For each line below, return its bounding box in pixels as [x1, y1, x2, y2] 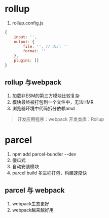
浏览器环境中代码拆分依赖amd [12, 105, 75, 111]
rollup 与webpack [5, 78, 62, 87]
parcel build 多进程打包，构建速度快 [12, 170, 87, 176]
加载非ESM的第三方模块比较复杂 [12, 92, 80, 99]
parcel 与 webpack [5, 186, 65, 195]
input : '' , [14, 34, 37, 40]
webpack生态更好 [12, 200, 49, 206]
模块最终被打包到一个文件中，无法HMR [12, 99, 94, 105]
